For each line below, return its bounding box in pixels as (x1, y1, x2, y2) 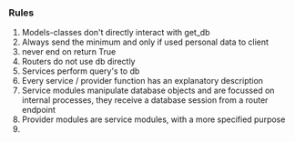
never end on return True (21, 46, 117, 57)
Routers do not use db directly (21, 56, 136, 67)
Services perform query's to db (21, 66, 140, 76)
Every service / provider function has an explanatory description (21, 76, 264, 86)
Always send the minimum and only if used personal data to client (21, 36, 270, 47)
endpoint (21, 105, 56, 116)
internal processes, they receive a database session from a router (21, 95, 269, 106)
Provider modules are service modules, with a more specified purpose (21, 114, 286, 125)
